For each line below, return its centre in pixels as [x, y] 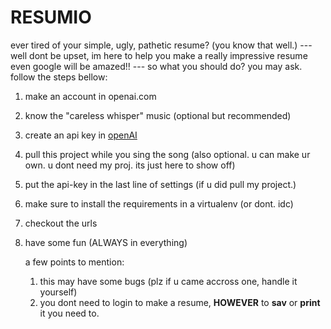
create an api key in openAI [81, 135]
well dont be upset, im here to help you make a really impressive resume [159, 55]
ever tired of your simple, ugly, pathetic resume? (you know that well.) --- [161, 45]
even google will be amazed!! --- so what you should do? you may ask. [156, 66]
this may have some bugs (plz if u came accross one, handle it [168, 281]
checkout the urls [61, 223]
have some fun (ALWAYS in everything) [106, 242]
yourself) [58, 292]
